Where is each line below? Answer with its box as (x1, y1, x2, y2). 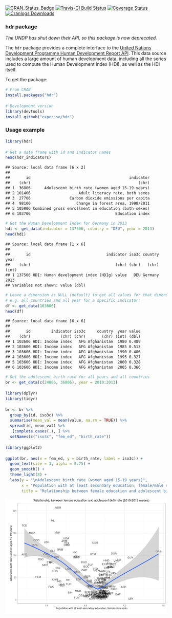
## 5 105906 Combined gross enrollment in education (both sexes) (5, 206, 150, 211)
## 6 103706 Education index (5, 211, 150, 216)
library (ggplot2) (5, 445, 42, 450)
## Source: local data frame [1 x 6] (5, 242, 86, 247)
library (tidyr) (5, 396, 38, 401)
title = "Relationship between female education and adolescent (21, 488, 161, 494)
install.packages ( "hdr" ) (5, 93, 58, 98)
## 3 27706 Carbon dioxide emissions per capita (5, 196, 150, 201)
